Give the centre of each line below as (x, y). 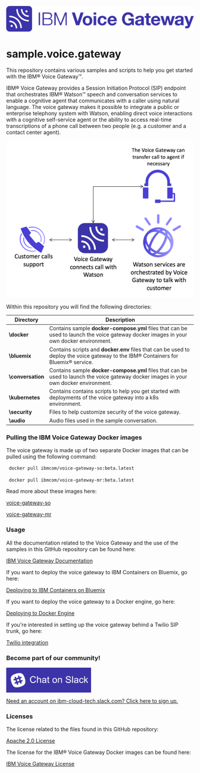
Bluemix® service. (71, 362)
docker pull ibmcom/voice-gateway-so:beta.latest (71, 468)
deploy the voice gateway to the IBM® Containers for (114, 356)
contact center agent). (34, 132)
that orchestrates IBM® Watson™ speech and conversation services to (92, 95)
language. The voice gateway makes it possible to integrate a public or (93, 107)
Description (120, 320)
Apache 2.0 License (31, 741)
